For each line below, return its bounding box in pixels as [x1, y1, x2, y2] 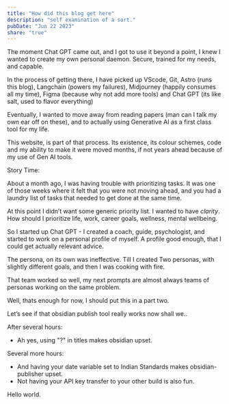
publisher [16, 370, 44, 378]
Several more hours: [7, 349, 64, 358]
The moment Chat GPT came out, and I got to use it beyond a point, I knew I [7, 48, 221, 56]
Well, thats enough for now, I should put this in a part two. [7, 297, 170, 305]
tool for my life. [7, 125, 50, 133]
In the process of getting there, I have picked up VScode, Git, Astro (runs [7, 76, 213, 84]
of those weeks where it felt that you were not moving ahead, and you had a [7, 187, 221, 195]
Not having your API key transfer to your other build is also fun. [16, 377, 195, 386]
